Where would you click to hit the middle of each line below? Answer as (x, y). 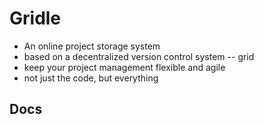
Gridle (35, 18)
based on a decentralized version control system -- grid (139, 56)
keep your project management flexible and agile (124, 67)
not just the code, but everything (91, 78)
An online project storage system (92, 46)
